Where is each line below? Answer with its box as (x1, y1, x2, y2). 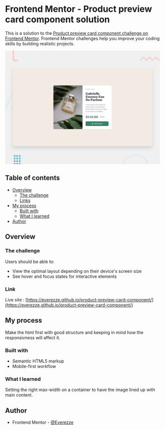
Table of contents (5, 174, 60, 182)
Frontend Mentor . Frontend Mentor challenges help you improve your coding (5, 35, 160, 41)
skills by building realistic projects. (5, 40, 75, 46)
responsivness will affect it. (5, 334, 60, 340)
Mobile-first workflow (12, 363, 56, 369)
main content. (5, 392, 33, 398)
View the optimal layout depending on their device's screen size (12, 268, 142, 274)
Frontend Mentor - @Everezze (12, 420, 74, 426)
